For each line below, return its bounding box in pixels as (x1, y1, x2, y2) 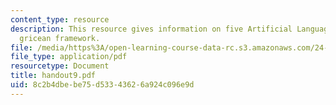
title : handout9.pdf (10, 71, 97, 81)
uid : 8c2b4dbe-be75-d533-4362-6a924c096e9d (10, 80, 195, 90)
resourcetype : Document (10, 61, 110, 71)
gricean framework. (19, 33, 101, 43)
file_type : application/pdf (10, 52, 128, 62)
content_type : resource (10, 14, 110, 25)
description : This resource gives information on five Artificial (10, 24, 293, 34)
